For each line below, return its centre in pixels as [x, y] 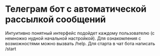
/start [11, 49]
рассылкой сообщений [55, 19]
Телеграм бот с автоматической [76, 9]
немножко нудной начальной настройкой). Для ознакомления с [73, 38]
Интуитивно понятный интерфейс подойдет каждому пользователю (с [80, 33]
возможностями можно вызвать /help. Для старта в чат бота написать [80, 43]
